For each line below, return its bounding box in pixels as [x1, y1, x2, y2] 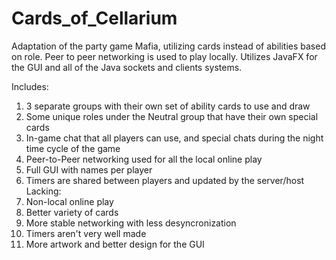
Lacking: [25, 185, 62, 197]
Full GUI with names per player [25, 163, 153, 176]
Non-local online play [25, 195, 114, 207]
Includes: [11, 80, 49, 92]
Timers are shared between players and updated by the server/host [25, 174, 305, 186]
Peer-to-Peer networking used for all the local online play [25, 153, 263, 165]
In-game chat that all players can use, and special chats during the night [25, 132, 324, 144]
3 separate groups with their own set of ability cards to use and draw [25, 100, 311, 112]
